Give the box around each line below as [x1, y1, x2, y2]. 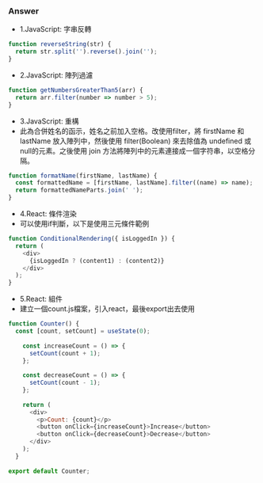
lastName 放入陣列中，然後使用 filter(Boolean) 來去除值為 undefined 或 [19, 136, 252, 146]
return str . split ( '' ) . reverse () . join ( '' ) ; [15, 48, 158, 56]
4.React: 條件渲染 [19, 209, 77, 219]
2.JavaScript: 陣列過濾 [19, 70, 93, 80]
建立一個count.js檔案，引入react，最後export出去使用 [19, 304, 196, 314]
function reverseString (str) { [8, 40, 112, 48]
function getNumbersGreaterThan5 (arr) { [8, 86, 144, 94]
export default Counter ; [8, 467, 90, 475]
